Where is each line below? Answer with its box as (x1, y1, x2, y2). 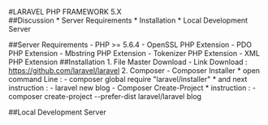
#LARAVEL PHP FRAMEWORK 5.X (8, 7, 122, 16)
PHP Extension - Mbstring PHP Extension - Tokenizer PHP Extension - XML (8, 49, 260, 58)
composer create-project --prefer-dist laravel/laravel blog (8, 92, 201, 101)
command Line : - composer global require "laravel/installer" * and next (8, 75, 248, 84)
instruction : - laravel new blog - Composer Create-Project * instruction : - (8, 83, 256, 93)
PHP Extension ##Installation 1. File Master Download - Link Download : (8, 57, 248, 67)
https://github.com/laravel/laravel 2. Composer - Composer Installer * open (8, 66, 261, 75)
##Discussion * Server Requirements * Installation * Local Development (8, 15, 249, 25)
